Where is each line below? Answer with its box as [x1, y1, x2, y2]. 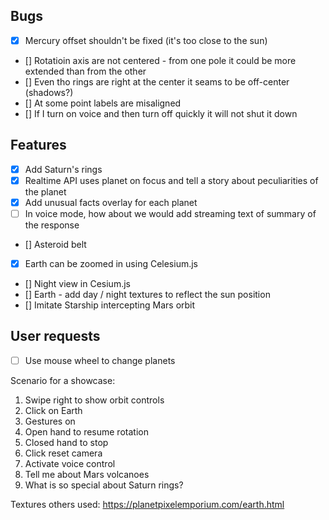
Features [10, 137, 67, 154]
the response [24, 219, 80, 231]
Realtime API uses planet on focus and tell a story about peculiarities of [24, 174, 319, 186]
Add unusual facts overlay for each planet [24, 196, 198, 208]
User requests [10, 328, 101, 345]
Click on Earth [24, 404, 83, 416]
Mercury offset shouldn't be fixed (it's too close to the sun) [24, 34, 268, 46]
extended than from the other [24, 65, 147, 77]
